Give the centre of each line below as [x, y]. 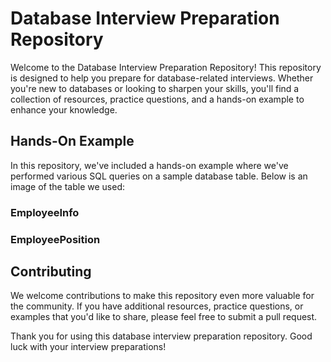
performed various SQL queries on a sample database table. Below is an [159, 176]
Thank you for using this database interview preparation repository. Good [161, 336]
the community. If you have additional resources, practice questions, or [157, 306]
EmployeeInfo [45, 212]
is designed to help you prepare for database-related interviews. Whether [162, 78]
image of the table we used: [67, 186]
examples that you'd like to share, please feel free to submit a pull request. [164, 317]
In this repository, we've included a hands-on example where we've [149, 165]
